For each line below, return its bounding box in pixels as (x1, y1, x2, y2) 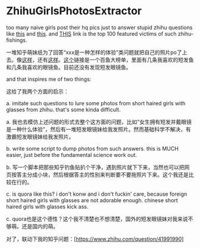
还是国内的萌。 (21, 222, 58, 230)
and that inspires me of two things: (6, 76, 92, 83)
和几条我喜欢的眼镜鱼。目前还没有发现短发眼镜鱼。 (6, 64, 132, 71)
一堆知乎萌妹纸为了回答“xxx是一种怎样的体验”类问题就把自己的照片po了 (6, 49, 183, 56)
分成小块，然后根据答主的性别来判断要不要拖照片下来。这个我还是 (26, 171, 189, 178)
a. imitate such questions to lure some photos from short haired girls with (6, 99, 186, 106)
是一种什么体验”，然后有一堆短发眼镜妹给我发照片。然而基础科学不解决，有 (6, 125, 192, 133)
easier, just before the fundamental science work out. (6, 151, 137, 158)
